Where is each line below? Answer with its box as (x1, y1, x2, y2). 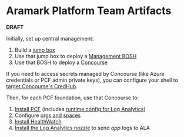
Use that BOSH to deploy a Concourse (14, 59, 108, 66)
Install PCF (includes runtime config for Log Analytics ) (14, 105, 146, 112)
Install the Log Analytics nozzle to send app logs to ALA (14, 124, 150, 131)
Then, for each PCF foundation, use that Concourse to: (6, 94, 139, 101)
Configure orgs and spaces (14, 112, 81, 119)
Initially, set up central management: (6, 35, 94, 42)
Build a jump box (14, 46, 56, 54)
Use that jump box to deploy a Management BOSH (14, 52, 137, 59)
